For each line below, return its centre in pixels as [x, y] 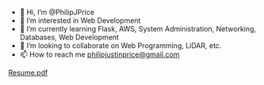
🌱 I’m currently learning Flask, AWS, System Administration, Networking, [138, 29]
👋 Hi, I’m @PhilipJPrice [57, 12]
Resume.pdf [28, 72]
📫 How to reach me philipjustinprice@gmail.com [99, 54]
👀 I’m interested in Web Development [80, 20]
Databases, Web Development [69, 37]
